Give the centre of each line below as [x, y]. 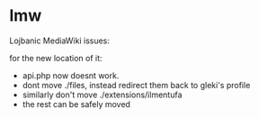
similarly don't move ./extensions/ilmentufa [102, 95]
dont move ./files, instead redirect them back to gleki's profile [136, 85]
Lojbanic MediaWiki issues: [60, 41]
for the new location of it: [56, 58]
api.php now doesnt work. [71, 75]
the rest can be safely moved [76, 104]
